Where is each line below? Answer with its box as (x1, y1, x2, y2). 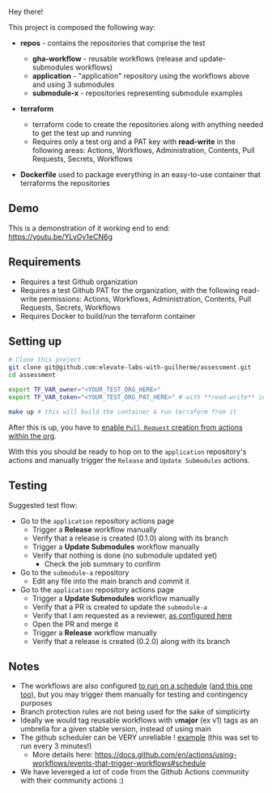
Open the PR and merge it (32, 619, 119, 629)
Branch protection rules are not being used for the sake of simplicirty (19, 707, 251, 717)
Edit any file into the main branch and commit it (32, 576, 190, 586)
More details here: (32, 750, 93, 760)
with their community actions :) (19, 776, 124, 786)
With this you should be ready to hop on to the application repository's (8, 447, 247, 456)
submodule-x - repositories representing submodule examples (32, 88, 243, 98)
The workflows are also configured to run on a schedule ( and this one (19, 681, 253, 691)
